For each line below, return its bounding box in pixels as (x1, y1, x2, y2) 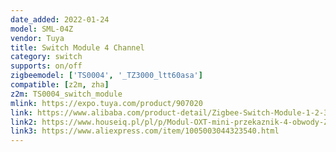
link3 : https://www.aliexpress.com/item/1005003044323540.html (10, 126, 280, 136)
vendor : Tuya (10, 33, 65, 43)
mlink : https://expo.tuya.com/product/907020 (10, 98, 203, 108)
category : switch (10, 52, 83, 62)
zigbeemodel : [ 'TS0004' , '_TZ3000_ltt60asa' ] (10, 71, 203, 81)
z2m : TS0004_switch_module (10, 89, 123, 99)
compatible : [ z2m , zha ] (10, 80, 110, 90)
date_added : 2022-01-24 (10, 14, 110, 25)
